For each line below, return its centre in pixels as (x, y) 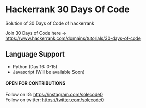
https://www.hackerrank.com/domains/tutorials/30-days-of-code (73, 38)
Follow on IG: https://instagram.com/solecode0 (54, 94)
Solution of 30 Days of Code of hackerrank (50, 23)
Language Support (35, 54)
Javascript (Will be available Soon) (48, 72)
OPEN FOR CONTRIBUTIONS (35, 83)
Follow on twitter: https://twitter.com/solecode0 (55, 100)
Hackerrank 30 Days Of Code (67, 9)
